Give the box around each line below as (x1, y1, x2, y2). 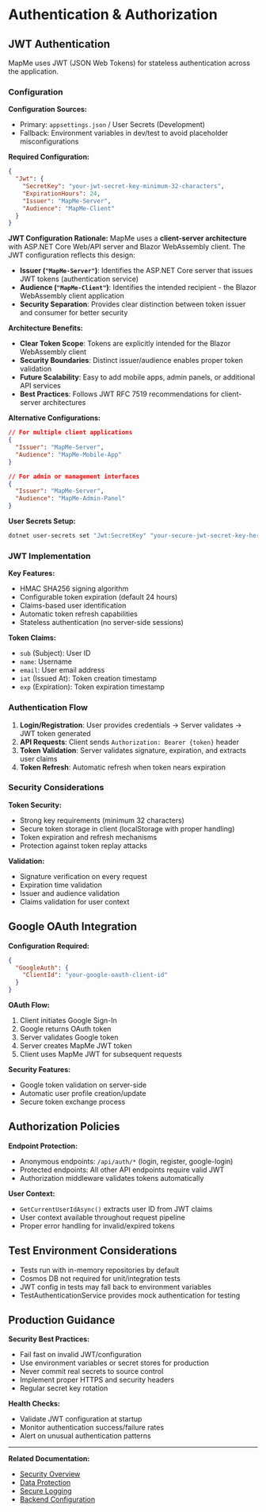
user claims (19, 754, 58, 763)
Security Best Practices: (8, 1334, 90, 1344)
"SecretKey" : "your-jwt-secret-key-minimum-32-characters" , (22, 183, 225, 191)
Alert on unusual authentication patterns (19, 1431, 152, 1441)
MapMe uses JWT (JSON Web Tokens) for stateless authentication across (8, 58, 251, 67)
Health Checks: (8, 1399, 61, 1409)
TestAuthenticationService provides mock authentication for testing (19, 1290, 241, 1300)
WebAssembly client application (19, 291, 124, 301)
